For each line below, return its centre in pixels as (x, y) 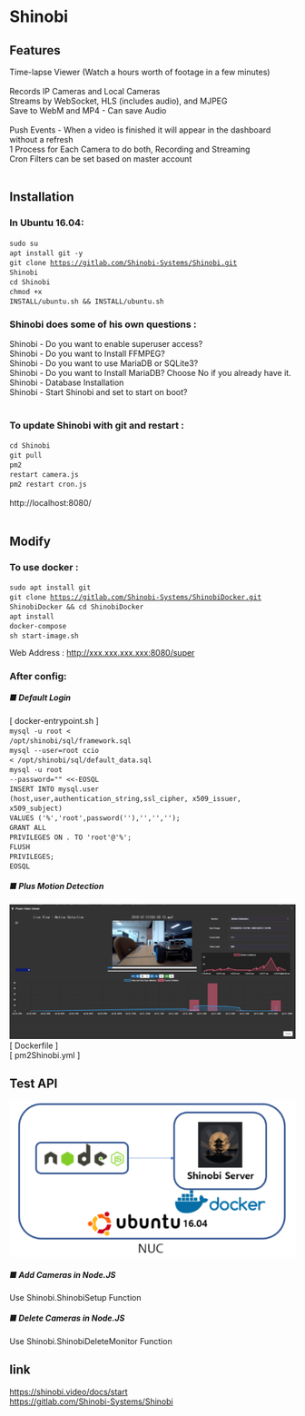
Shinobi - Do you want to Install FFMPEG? (87, 353)
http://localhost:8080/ (51, 503)
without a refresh (41, 139)
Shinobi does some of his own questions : (103, 324)
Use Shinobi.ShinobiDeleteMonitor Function (91, 1341)
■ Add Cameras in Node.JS (63, 1274)
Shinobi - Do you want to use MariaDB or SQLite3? (104, 363)
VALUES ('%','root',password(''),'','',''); (95, 818)
